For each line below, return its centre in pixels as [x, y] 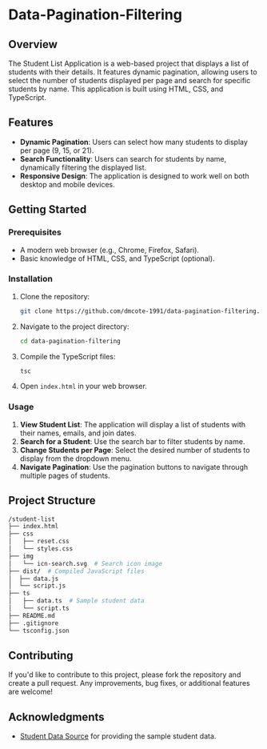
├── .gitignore [34, 623]
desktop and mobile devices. [68, 184]
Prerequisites [35, 232]
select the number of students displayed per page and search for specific [130, 80]
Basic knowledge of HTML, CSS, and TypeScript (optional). [117, 258]
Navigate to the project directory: [74, 326]
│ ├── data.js [34, 579]
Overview [33, 44]
